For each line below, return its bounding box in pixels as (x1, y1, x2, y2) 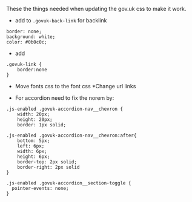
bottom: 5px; (17, 138, 50, 144)
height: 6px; (17, 154, 50, 160)
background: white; (6, 34, 56, 40)
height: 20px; (17, 117, 53, 123)
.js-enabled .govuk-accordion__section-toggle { (6, 180, 131, 186)
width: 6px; (17, 148, 47, 154)
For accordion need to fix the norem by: (15, 94, 114, 102)
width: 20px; (17, 111, 50, 117)
